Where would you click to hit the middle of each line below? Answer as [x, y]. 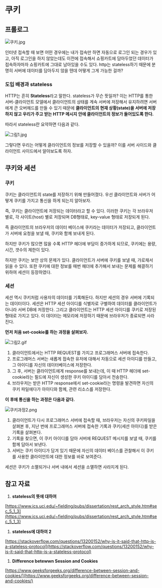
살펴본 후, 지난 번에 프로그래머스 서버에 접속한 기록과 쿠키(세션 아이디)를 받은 [84, 426]
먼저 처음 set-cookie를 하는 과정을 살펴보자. [47, 332]
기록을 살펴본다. [27, 432]
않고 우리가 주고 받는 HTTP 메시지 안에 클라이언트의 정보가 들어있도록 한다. [84, 114]
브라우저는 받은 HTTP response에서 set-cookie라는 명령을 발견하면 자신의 [83, 383]
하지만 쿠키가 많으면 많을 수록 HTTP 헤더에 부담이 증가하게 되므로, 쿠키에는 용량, [81, 243]
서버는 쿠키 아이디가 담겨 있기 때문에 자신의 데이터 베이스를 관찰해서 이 [78, 450]
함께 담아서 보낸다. [29, 445]
